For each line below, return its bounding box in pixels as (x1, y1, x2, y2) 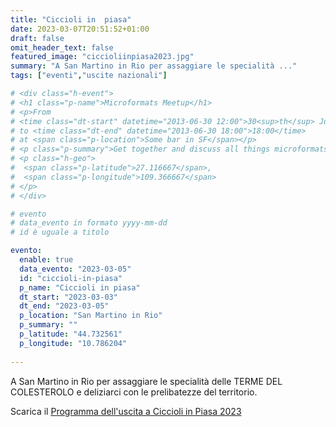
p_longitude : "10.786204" (19, 338, 128, 348)
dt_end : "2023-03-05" (19, 301, 110, 311)
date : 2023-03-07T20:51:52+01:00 (10, 24, 150, 34)
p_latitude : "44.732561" (19, 329, 123, 339)
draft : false (10, 33, 65, 43)
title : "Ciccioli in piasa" (10, 14, 132, 25)
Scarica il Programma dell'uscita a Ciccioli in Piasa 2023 (10, 405, 242, 417)
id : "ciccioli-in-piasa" (19, 273, 123, 283)
